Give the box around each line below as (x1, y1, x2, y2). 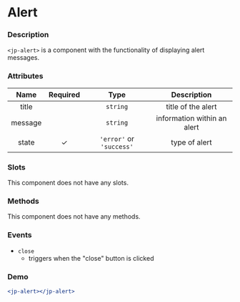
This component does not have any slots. (7, 179, 129, 187)
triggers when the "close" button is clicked (28, 254, 154, 262)
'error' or (99, 133, 134, 143)
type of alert (171, 137, 212, 147)
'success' (100, 142, 134, 150)
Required (49, 90, 81, 100)
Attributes (7, 71, 44, 81)
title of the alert (166, 101, 217, 111)
